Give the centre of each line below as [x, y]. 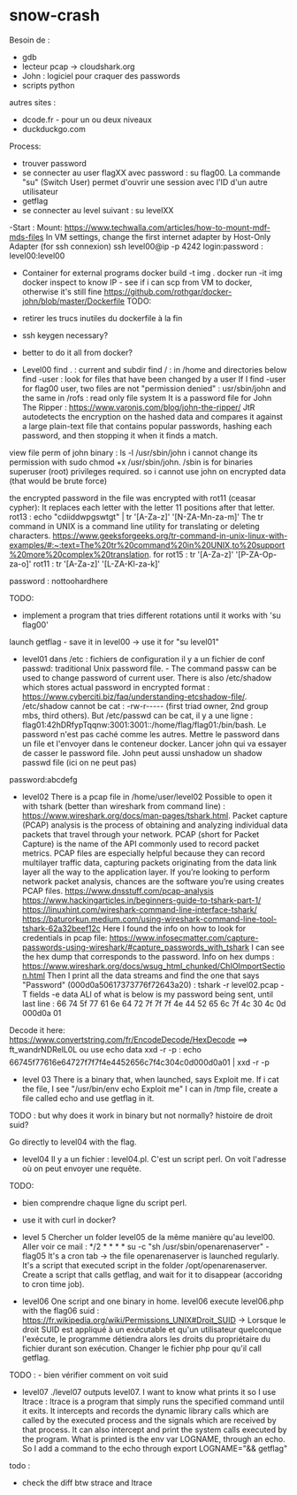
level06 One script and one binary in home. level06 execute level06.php [153, 1301]
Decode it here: [37, 1030]
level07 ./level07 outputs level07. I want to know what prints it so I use [149, 1391]
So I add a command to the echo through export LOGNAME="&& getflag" [155, 1448]
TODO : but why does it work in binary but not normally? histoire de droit [141, 1115]
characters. [30, 536]
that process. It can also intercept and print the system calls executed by [154, 1429]
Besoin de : [30, 40]
